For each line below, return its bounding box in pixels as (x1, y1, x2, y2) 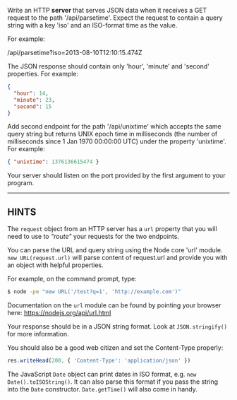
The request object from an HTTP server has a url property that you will (7, 225, 217, 233)
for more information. (7, 329, 69, 338)
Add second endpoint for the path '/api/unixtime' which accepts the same (7, 122, 221, 131)
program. (7, 179, 35, 187)
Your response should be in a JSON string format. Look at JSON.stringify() (7, 322, 228, 331)
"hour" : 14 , (13, 90, 49, 97)
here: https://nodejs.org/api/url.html (7, 308, 111, 317)
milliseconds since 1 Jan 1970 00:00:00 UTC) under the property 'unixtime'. (7, 137, 227, 146)
